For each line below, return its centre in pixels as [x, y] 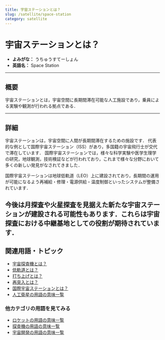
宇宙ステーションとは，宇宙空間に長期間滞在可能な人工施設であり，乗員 [78, 100]
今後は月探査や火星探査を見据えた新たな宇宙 [73, 205]
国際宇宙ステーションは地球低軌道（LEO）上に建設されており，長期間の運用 [82, 175]
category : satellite [26, 19]
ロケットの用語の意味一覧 [38, 320]
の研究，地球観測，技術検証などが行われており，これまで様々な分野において [82, 159]
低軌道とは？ [25, 270]
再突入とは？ [25, 282]
